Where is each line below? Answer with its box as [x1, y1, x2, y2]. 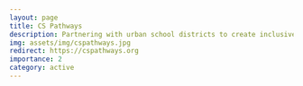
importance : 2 [9, 55, 63, 64]
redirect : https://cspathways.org [9, 47, 140, 56]
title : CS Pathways [9, 21, 83, 30]
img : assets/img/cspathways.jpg [9, 38, 131, 47]
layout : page [9, 13, 59, 22]
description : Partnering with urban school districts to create [9, 30, 256, 39]
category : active [9, 64, 75, 73]
